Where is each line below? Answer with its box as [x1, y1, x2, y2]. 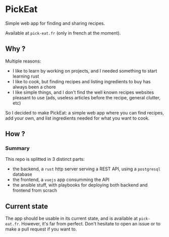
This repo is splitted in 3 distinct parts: [5, 156, 85, 162]
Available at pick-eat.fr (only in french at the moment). [5, 30, 121, 36]
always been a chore [12, 84, 57, 90]
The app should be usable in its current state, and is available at [5, 215, 138, 221]
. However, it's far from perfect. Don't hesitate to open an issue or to [18, 221, 160, 227]
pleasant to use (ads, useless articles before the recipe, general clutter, [12, 94, 160, 100]
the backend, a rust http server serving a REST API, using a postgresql [12, 166, 160, 172]
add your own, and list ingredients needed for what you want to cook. [5, 115, 150, 121]
